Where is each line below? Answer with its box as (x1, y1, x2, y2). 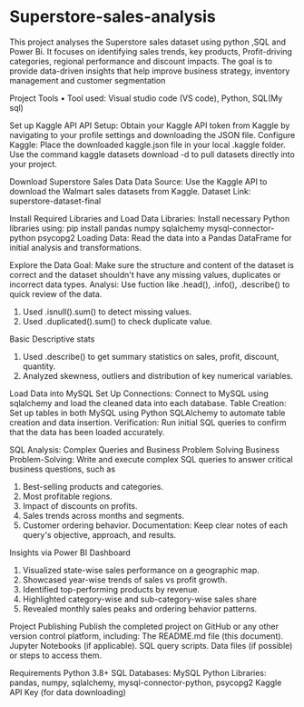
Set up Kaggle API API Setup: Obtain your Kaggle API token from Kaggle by (9, 120, 290, 131)
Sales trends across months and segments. (22, 510, 184, 521)
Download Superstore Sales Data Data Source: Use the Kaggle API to (9, 175, 268, 187)
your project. (9, 158, 57, 169)
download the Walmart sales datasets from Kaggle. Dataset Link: (9, 185, 251, 196)
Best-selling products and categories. (22, 481, 164, 492)
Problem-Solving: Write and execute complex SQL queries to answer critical (9, 453, 293, 464)
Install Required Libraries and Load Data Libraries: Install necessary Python (9, 213, 290, 224)
